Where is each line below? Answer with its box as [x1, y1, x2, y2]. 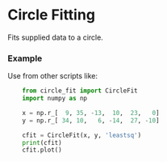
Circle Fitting [7, 6, 96, 24]
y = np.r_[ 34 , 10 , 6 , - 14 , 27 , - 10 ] [22, 116, 160, 125]
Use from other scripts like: [7, 71, 98, 81]
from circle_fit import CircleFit [22, 87, 138, 95]
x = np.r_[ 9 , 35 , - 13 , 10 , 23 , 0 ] [22, 109, 160, 117]
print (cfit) [22, 139, 62, 147]
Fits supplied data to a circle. [7, 32, 104, 42]
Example [7, 53, 43, 64]
